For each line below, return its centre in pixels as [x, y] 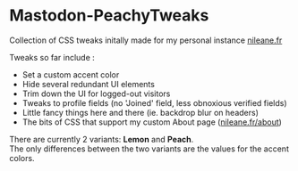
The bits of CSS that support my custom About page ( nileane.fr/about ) [152, 122]
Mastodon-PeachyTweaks [109, 16]
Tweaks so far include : [52, 57]
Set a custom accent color [71, 74]
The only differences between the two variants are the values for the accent [149, 149]
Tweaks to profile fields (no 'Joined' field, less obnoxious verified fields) [155, 102]
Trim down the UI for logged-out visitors [96, 94]
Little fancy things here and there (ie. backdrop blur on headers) [140, 112]
